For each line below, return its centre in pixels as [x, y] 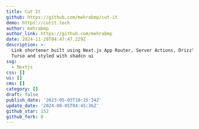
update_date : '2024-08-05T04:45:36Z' [53, 106]
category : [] [22, 89]
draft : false [22, 95]
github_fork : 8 [25, 117]
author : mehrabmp [28, 28]
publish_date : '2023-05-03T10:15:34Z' [54, 100]
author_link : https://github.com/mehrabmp [59, 34]
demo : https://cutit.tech [38, 23]
